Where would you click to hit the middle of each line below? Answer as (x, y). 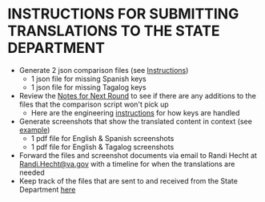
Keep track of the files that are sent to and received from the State (128, 180)
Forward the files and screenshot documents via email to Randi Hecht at (138, 155)
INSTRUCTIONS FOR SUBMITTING (123, 14)
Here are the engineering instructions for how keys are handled (135, 112)
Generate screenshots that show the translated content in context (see (136, 121)
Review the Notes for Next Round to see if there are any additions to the (138, 95)
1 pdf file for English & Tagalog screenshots (102, 147)
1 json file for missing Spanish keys (89, 79)
